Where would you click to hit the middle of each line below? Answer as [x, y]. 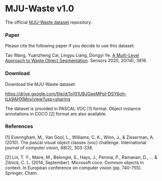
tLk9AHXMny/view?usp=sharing [38, 99]
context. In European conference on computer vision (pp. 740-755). [74, 168]
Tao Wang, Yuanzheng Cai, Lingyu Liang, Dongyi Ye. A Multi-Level [72, 55]
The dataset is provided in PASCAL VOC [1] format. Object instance [73, 109]
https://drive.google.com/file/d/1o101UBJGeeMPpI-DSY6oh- [66, 94]
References [19, 126]
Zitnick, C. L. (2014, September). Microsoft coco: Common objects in [74, 162]
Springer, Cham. [22, 173]
